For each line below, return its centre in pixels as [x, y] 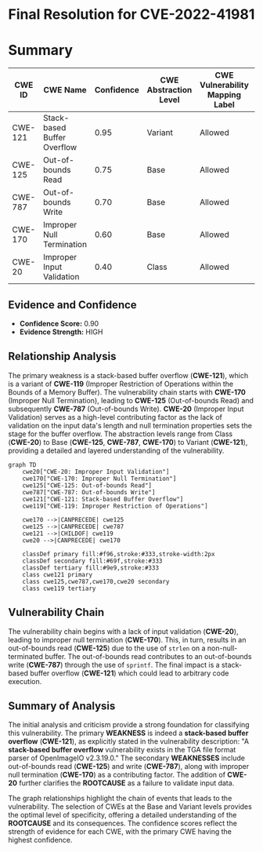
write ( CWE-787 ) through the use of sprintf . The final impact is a [114, 664]
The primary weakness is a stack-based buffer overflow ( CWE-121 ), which [128, 375]
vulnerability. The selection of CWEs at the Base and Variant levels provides [130, 806]
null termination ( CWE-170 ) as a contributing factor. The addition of [117, 775]
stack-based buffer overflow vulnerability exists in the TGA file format [122, 750]
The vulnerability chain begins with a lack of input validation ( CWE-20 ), [123, 631]
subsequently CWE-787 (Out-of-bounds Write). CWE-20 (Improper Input [126, 409]
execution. [25, 681]
